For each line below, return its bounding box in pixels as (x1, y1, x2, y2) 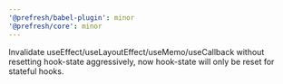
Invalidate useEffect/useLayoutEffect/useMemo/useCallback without (8, 46, 265, 57)
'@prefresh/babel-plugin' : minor (8, 13, 135, 23)
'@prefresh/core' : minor (8, 22, 102, 31)
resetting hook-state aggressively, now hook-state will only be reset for (8, 56, 275, 67)
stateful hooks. (8, 65, 64, 77)
